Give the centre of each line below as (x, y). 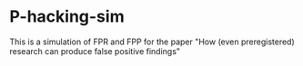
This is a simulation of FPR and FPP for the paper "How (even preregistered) (152, 42)
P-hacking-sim (67, 17)
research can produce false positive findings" (95, 51)
